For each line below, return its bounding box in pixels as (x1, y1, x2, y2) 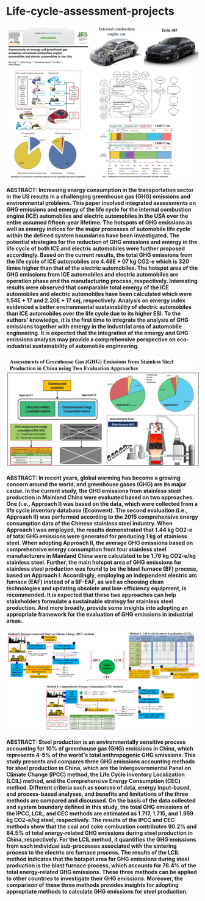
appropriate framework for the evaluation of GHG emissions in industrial (6, 610, 193, 618)
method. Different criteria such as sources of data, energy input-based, (6, 784, 192, 791)
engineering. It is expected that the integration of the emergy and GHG (6, 329, 189, 337)
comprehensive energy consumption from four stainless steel (6, 546, 167, 553)
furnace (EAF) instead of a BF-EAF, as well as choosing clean (6, 578, 164, 585)
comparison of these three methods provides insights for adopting (6, 881, 179, 888)
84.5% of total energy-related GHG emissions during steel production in (6, 829, 193, 836)
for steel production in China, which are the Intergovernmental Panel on (6, 764, 192, 771)
